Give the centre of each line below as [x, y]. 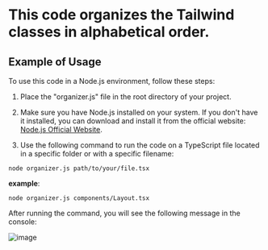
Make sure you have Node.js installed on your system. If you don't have [139, 112]
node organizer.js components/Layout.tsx [79, 198]
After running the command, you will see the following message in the [124, 213]
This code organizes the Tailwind [121, 15]
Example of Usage [55, 62]
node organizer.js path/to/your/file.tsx [79, 169]
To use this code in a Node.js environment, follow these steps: [112, 81]
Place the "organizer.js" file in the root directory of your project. [126, 97]
